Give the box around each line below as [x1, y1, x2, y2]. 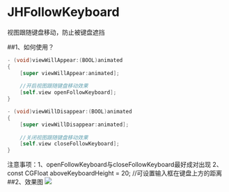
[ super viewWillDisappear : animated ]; [19, 121, 129, 128]
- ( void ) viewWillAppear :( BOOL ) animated [7, 56, 123, 63]
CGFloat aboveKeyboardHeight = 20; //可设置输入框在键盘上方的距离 [24, 169, 223, 177]
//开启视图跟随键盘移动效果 [19, 83, 88, 90]
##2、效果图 [7, 178, 44, 186]
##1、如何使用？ [7, 42, 54, 51]
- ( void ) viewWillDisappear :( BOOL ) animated [7, 109, 132, 115]
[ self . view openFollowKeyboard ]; [19, 89, 117, 96]
